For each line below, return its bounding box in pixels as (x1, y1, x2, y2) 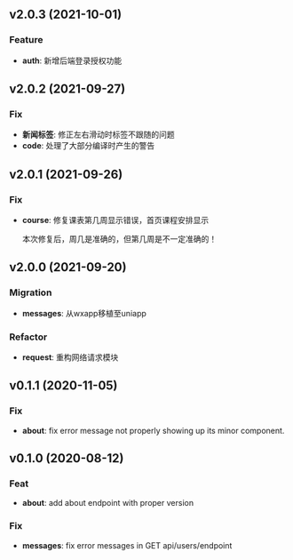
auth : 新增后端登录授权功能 (21, 55, 123, 66)
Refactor (9, 331, 48, 343)
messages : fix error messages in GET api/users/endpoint (21, 540, 233, 550)
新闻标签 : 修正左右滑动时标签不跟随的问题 (21, 129, 175, 140)
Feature (9, 34, 44, 46)
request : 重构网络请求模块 (21, 352, 119, 363)
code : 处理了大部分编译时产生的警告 (21, 140, 155, 151)
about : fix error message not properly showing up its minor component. (21, 425, 285, 436)
